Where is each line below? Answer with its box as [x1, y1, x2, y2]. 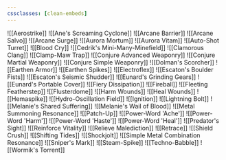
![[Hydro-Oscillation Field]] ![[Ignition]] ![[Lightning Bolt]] [49, 94, 210, 103]
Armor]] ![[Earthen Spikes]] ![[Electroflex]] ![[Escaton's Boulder [35, 65, 214, 73]
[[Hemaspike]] [7, 94, 48, 103]
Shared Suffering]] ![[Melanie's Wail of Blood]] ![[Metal [40, 102, 195, 110]
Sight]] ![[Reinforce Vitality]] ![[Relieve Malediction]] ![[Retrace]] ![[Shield [7, 124, 213, 132]
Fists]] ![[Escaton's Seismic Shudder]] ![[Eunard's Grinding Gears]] [7, 73, 196, 81]
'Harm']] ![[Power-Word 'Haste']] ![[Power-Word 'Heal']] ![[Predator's [23, 116, 220, 124]
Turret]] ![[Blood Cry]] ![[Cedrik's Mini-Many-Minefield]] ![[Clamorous [7, 43, 204, 52]
